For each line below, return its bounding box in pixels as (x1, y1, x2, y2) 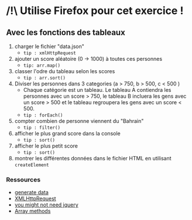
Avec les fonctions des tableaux (6, 27, 126, 37)
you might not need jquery (14, 201, 79, 208)
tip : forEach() (23, 112, 63, 118)
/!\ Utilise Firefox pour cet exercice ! (6, 4, 184, 18)
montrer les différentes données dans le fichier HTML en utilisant (14, 155, 172, 161)
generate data (14, 189, 49, 196)
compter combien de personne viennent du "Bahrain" (14, 118, 144, 124)
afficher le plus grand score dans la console (14, 130, 121, 137)
